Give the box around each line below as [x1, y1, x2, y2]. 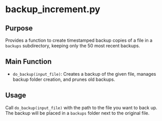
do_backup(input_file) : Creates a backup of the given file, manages [12, 71, 156, 77]
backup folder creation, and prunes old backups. [12, 76, 116, 82]
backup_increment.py [5, 4, 100, 15]
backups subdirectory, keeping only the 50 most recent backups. [5, 43, 140, 49]
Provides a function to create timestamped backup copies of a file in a [5, 37, 153, 43]
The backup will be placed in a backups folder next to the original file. [5, 110, 150, 116]
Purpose [5, 24, 33, 33]
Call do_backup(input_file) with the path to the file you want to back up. [5, 104, 158, 110]
